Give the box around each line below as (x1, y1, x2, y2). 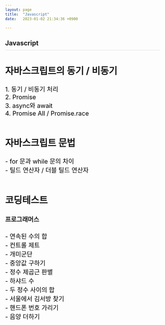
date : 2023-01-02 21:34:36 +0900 (5, 16, 78, 21)
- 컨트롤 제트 (5, 242, 40, 250)
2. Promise (5, 93, 36, 101)
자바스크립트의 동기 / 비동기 (5, 65, 118, 76)
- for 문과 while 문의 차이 (5, 157, 74, 165)
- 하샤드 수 (5, 277, 34, 286)
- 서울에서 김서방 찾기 (5, 295, 65, 303)
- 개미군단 (5, 251, 33, 259)
